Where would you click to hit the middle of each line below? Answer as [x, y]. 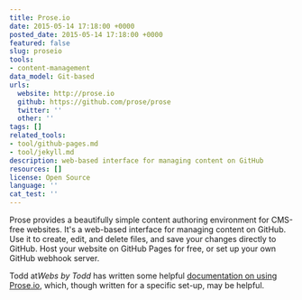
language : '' [34, 186]
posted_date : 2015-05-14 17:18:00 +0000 [87, 34]
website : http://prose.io [66, 93]
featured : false [40, 43]
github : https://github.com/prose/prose [94, 102]
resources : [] [36, 169]
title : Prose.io [40, 18]
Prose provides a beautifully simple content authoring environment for [139, 220]
